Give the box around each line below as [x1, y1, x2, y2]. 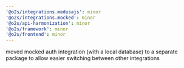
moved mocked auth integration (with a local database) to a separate [5, 48, 178, 55]
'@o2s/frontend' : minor [5, 32, 66, 38]
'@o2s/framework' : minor [5, 25, 69, 32]
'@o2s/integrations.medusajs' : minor [5, 8, 101, 15]
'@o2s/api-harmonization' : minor [5, 20, 90, 26]
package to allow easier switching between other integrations [5, 55, 160, 62]
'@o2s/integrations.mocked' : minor [5, 15, 96, 21]
